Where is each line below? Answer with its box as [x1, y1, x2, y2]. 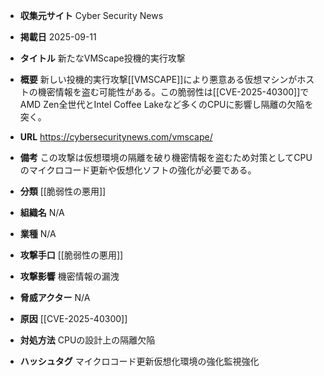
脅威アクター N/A [19, 292, 91, 303]
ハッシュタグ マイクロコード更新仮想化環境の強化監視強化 [19, 355, 260, 367]
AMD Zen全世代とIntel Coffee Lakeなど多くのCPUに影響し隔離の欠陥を [19, 99, 314, 110]
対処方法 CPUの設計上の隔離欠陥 [19, 334, 156, 346]
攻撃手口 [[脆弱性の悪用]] [19, 249, 124, 261]
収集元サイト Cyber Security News [19, 10, 164, 21]
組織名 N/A [19, 207, 65, 218]
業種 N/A [19, 228, 57, 239]
